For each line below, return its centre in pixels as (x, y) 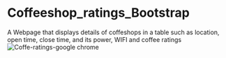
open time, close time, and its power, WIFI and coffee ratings (95, 39)
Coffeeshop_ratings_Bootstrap (98, 13)
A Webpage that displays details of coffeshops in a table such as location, (113, 32)
